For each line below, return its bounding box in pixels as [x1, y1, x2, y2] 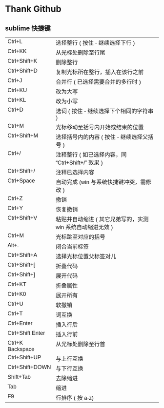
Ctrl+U [7, 301, 23, 307]
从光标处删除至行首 [56, 341, 106, 348]
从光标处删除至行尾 [56, 50, 106, 56]
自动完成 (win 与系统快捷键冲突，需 [56, 179, 146, 186]
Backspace [7, 346, 35, 352]
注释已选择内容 [56, 169, 95, 176]
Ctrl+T [7, 311, 23, 317]
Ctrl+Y [7, 205, 23, 212]
